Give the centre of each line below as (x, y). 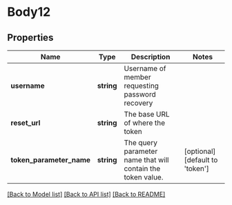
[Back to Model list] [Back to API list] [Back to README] (86, 194)
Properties (30, 38)
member (137, 77)
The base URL (147, 114)
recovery (138, 103)
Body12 (29, 12)
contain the (142, 168)
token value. (144, 177)
